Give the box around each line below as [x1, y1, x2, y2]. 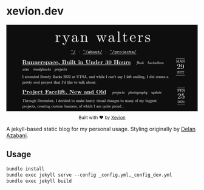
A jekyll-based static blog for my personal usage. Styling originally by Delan [6, 125, 196, 132]
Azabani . [6, 132, 29, 139]
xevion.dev [6, 4, 64, 18]
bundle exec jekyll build [6, 178, 72, 185]
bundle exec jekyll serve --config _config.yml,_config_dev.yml [6, 172, 172, 178]
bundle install [6, 166, 45, 172]
